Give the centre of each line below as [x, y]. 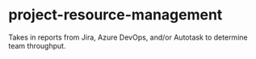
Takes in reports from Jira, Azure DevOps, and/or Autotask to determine [128, 37]
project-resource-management [115, 15]
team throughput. [37, 45]
